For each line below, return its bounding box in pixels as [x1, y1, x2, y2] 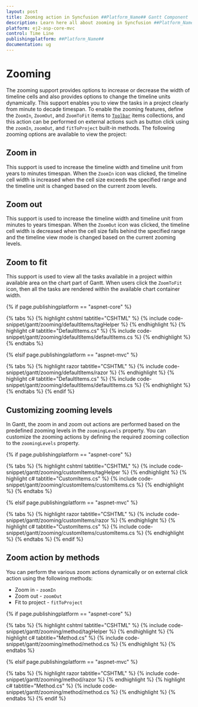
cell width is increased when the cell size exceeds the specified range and [6, 176, 187, 183]
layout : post [6, 8, 38, 15]
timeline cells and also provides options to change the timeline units [6, 93, 171, 100]
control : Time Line [6, 31, 54, 37]
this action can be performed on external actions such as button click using [6, 118, 190, 125]
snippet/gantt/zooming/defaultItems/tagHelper [6, 321, 120, 328]
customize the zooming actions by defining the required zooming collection [6, 433, 190, 440]
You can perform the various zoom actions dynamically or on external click [6, 568, 189, 575]
